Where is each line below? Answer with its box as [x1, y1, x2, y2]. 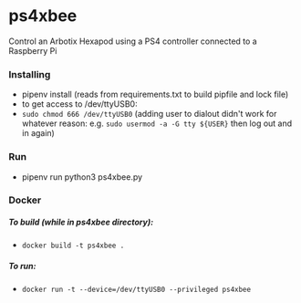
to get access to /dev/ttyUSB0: [21, 99, 138, 110]
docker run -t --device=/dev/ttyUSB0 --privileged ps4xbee [21, 285, 252, 295]
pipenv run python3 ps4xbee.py [21, 171, 143, 183]
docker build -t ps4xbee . [21, 241, 125, 251]
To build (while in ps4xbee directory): [8, 216, 154, 228]
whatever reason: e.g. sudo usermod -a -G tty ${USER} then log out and [21, 118, 293, 129]
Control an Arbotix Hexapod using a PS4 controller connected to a [8, 36, 257, 47]
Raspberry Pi [8, 45, 57, 56]
